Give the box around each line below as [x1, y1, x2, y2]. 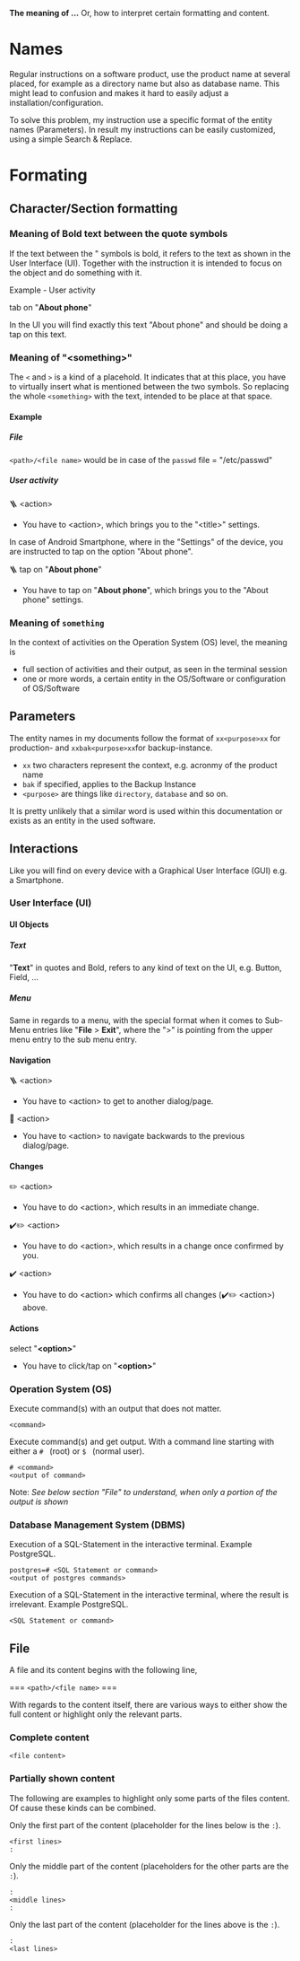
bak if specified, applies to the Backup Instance [21, 778, 197, 789]
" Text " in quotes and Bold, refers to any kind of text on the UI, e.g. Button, [9, 962, 282, 973]
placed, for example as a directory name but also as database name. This [9, 78, 280, 89]
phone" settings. [21, 594, 84, 605]
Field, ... [9, 972, 39, 983]
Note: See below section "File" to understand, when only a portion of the [9, 1486, 278, 1497]
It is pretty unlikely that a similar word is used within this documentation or [9, 805, 284, 816]
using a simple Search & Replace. [9, 134, 133, 144]
